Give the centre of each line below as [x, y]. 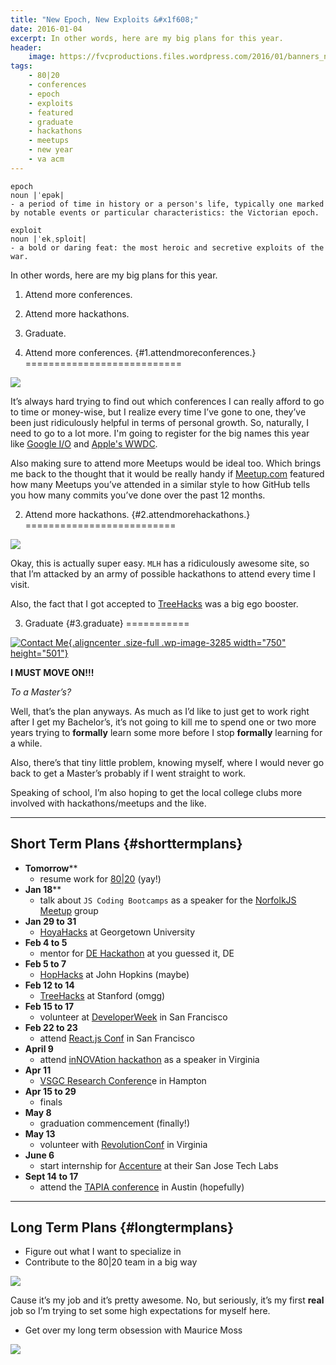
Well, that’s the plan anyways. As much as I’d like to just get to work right [160, 711]
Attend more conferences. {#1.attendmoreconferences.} [140, 352]
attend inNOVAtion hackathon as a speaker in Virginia [149, 1059]
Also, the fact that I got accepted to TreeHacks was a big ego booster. [154, 603]
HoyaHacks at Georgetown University [117, 932]
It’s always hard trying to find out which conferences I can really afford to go [167, 401]
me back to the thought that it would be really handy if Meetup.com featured [167, 473]
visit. [20, 584]
